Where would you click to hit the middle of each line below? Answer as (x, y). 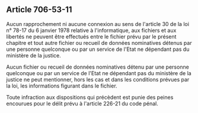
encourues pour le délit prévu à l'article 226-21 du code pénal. (82, 104)
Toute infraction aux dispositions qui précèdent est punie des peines (90, 97)
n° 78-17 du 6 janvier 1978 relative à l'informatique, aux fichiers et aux (91, 30)
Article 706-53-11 (39, 10)
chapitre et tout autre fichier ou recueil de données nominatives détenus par (99, 43)
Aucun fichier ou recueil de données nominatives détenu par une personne (98, 67)
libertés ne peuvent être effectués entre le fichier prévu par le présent (91, 36)
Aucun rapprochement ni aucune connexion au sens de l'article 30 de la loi (98, 24)
